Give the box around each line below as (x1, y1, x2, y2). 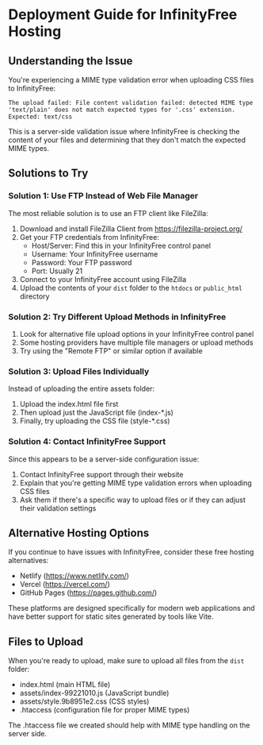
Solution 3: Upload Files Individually (8, 365, 150, 376)
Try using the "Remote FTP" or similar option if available (19, 345, 204, 355)
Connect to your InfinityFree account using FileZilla (19, 274, 187, 284)
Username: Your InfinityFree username (31, 249, 158, 259)
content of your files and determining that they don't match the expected (8, 135, 246, 145)
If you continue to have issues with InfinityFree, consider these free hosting (8, 547, 254, 557)
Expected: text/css (8, 113, 73, 121)
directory (19, 291, 50, 301)
